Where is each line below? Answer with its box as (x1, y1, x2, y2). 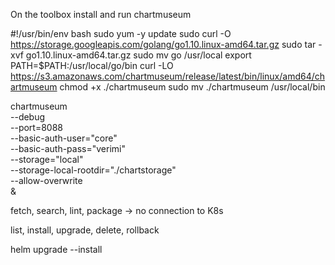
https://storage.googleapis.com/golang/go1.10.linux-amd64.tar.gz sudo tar (10, 39, 317, 50)
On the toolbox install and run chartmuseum (10, 9, 192, 20)
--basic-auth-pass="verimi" (10, 143, 126, 154)
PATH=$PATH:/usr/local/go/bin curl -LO (10, 60, 174, 71)
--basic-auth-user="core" (10, 132, 118, 144)
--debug (10, 111, 46, 123)
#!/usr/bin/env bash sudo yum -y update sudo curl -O (10, 28, 232, 39)
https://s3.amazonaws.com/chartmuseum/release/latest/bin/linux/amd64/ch (10, 70, 326, 82)
